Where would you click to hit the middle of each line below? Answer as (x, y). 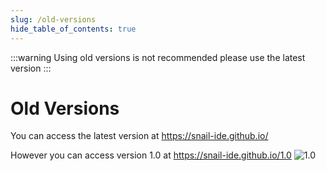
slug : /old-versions (53, 19)
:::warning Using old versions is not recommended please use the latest (158, 57)
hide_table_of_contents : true (73, 29)
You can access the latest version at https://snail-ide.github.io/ (139, 136)
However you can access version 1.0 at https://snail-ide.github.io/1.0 (151, 155)
